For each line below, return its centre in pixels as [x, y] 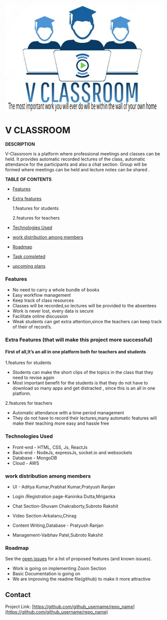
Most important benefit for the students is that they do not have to [80, 383]
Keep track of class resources [43, 300]
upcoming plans [29, 266]
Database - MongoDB [35, 458]
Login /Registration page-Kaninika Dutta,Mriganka [64, 496]
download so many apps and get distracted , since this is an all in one [84, 388]
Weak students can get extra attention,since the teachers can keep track [87, 322]
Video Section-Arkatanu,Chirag [44, 515]
